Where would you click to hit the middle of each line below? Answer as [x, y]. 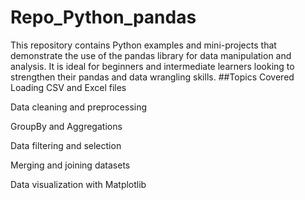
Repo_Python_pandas [103, 17]
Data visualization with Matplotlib [78, 184]
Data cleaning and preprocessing [79, 107]
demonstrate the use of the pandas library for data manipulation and [151, 55]
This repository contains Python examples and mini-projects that [143, 45]
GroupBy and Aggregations [66, 126]
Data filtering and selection [66, 145]
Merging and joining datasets [70, 165]
